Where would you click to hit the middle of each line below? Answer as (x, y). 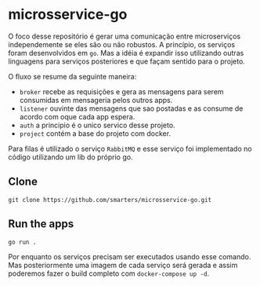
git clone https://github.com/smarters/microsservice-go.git (110, 200)
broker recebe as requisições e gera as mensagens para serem (122, 91)
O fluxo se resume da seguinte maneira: (72, 76)
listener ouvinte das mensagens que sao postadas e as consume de (131, 108)
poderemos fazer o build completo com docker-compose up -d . (109, 273)
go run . (22, 242)
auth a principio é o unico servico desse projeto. (97, 125)
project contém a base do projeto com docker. (95, 133)
